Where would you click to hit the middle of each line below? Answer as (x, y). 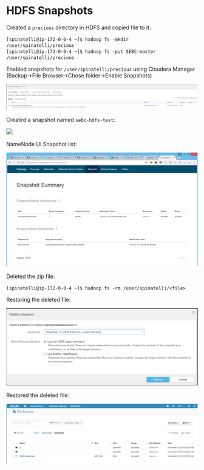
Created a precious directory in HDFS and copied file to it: (79, 27)
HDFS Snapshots (50, 11)
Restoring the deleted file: (39, 300)
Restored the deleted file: (38, 395)
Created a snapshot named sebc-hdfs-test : (61, 120)
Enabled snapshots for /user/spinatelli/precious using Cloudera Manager (101, 69)
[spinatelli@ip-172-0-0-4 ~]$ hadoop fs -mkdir (68, 39)
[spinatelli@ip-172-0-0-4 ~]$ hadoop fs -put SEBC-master (81, 52)
